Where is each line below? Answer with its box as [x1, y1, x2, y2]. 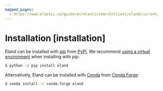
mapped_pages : [5, 7, 34, 12]
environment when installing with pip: [5, 54, 80, 60]
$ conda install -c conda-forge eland [5, 81, 83, 87]
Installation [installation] [5, 33, 106, 44]
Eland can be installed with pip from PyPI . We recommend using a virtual [5, 49, 150, 55]
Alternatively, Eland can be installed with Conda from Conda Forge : [5, 72, 139, 78]
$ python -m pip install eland [5, 63, 68, 68]
